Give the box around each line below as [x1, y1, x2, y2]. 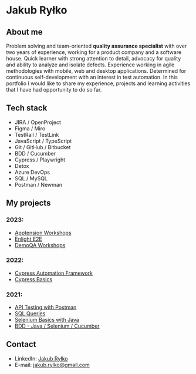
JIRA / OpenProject [14, 119, 62, 126]
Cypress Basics [14, 275, 53, 282]
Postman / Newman [14, 181, 63, 188]
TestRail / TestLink [14, 131, 59, 138]
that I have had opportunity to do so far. [6, 86, 102, 93]
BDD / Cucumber [14, 150, 56, 157]
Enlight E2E [14, 235, 43, 242]
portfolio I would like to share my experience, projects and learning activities [6, 80, 191, 87]
